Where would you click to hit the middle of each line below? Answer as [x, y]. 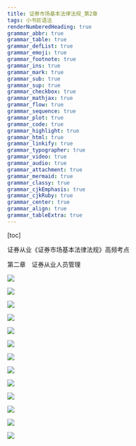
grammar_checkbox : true [42, 92]
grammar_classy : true [39, 182]
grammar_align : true [37, 209]
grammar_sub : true [34, 79]
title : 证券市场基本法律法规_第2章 [53, 14]
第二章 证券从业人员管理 [44, 264]
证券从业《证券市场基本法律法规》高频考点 [68, 250]
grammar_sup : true [34, 85]
